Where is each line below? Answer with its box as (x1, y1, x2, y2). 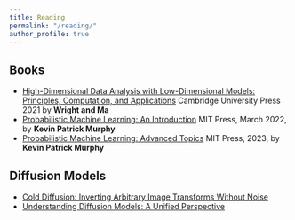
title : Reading (9, 12, 66, 22)
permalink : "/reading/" (9, 21, 98, 30)
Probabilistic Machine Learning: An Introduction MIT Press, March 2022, (21, 114, 287, 125)
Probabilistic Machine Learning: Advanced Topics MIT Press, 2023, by (21, 133, 280, 144)
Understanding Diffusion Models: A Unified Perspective (21, 201, 225, 211)
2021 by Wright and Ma (21, 105, 109, 115)
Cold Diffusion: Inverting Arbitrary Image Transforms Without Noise (21, 192, 269, 202)
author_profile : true (9, 29, 90, 38)
